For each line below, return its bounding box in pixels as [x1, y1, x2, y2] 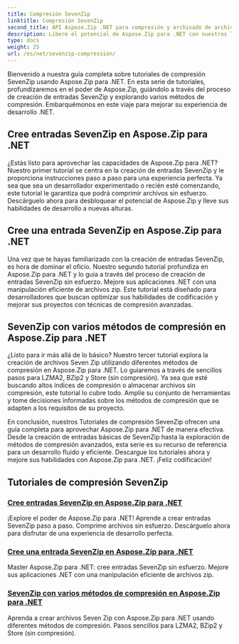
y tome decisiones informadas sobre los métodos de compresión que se [7, 397, 219, 405]
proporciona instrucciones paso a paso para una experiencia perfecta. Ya [7, 173, 223, 182]
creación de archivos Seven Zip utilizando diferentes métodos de [7, 358, 198, 367]
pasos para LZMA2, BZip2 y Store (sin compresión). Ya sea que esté [7, 374, 208, 382]
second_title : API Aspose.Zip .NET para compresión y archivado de [7, 24, 212, 31]
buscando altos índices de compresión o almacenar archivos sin [7, 381, 196, 389]
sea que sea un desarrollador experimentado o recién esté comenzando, [7, 181, 221, 190]
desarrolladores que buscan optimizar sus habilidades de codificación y [7, 292, 218, 301]
